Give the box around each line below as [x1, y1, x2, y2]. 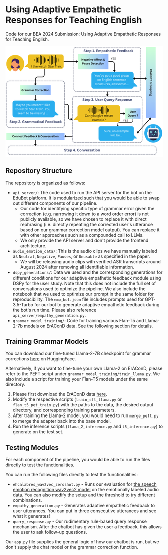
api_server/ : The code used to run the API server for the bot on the [12, 189, 152, 195]
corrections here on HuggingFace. [5, 356, 76, 362]
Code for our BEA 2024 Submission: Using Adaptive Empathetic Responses [5, 31, 161, 37]
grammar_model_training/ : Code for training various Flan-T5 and [12, 317, 144, 323]
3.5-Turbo [12, 301, 34, 307]
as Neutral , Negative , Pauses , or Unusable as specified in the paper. [12, 253, 150, 259]
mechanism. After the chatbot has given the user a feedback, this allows [12, 524, 162, 530]
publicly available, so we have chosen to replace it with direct [20, 216, 147, 222]
